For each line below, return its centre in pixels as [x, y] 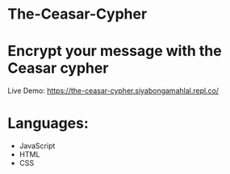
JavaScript [37, 146]
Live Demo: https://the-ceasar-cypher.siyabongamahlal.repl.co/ [113, 91]
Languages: [48, 123]
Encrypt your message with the [115, 51]
